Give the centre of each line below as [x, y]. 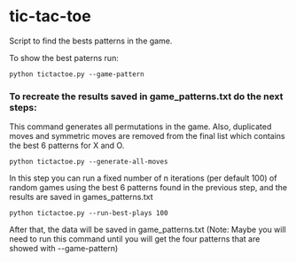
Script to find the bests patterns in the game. [91, 41]
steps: [23, 107]
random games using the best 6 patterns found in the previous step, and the [148, 188]
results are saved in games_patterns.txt [81, 197]
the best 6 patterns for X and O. [67, 146]
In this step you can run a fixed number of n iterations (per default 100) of [143, 178]
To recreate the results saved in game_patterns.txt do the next [146, 96]
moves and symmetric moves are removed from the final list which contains [147, 136]
